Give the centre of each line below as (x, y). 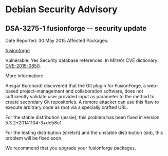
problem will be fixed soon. (34, 138)
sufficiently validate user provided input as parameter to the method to (80, 96)
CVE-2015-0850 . (23, 66)
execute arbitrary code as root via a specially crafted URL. (67, 107)
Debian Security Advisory (61, 9)
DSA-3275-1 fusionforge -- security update (76, 28)
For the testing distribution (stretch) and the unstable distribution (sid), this (84, 132)
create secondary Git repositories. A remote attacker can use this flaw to (82, 102)
